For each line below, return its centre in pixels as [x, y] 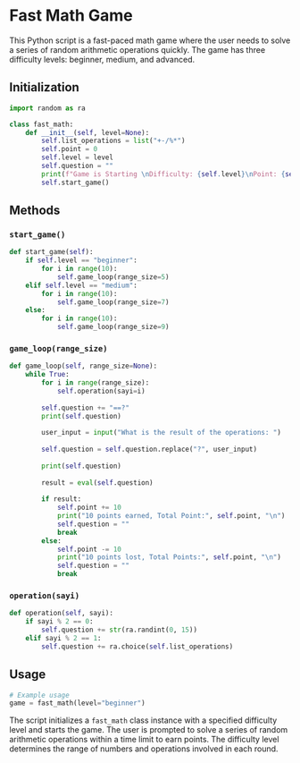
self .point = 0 [70, 149]
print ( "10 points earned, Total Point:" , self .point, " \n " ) [171, 516]
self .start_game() [75, 182]
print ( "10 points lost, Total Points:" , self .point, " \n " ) [169, 557]
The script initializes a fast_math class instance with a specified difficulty [143, 720]
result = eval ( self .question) [97, 483]
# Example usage [39, 695]
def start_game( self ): [51, 252]
